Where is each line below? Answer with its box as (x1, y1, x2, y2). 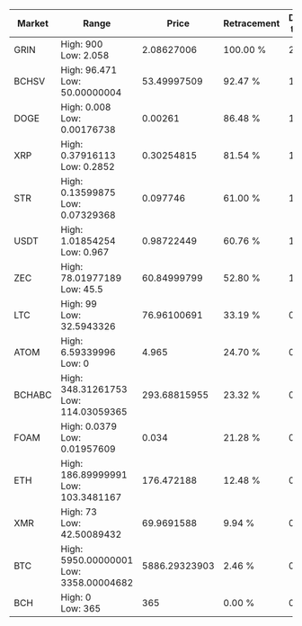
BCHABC (13, 389, 52, 401)
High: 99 (60, 298, 97, 309)
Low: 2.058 (60, 49, 110, 61)
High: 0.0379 (60, 420, 118, 433)
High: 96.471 (60, 64, 118, 76)
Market (16, 17, 49, 30)
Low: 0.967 (60, 246, 110, 258)
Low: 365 (60, 603, 102, 614)
